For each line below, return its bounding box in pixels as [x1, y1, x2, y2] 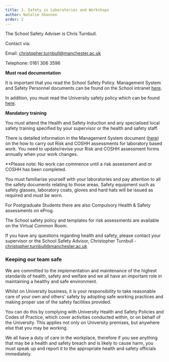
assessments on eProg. [5, 208, 54, 214]
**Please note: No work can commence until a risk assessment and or [5, 161, 152, 167]
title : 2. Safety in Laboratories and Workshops [5, 7, 109, 13]
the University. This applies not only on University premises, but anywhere [5, 319, 160, 326]
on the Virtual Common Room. [5, 223, 68, 229]
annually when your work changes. [5, 151, 78, 157]
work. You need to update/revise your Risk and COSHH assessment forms [5, 146, 159, 152]
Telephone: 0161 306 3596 [5, 60, 61, 66]
